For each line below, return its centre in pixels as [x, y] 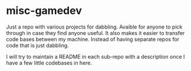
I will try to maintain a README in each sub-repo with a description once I [95, 56]
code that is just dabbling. [37, 45]
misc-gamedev [44, 11]
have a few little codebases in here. [49, 63]
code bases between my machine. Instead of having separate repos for [93, 39]
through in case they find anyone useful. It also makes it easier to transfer [95, 33]
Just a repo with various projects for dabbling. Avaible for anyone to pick [94, 27]
